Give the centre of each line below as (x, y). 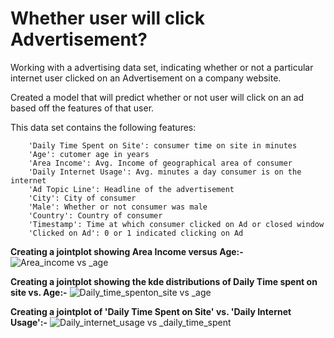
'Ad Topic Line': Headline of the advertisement (131, 189)
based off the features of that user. (82, 108)
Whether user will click (108, 18)
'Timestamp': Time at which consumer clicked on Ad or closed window (176, 224)
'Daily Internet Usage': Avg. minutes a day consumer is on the (165, 172)
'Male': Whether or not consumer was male (118, 207)
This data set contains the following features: (103, 127)
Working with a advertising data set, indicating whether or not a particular (162, 67)
